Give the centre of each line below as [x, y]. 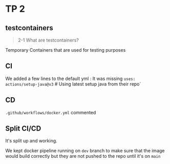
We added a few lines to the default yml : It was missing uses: [70, 78]
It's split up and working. [31, 141]
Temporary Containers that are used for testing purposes [66, 50]
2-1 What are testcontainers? [48, 40]
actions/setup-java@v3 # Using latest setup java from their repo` [73, 84]
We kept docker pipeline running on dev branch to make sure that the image [85, 151]
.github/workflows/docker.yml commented [51, 112]
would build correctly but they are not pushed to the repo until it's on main [83, 156]
